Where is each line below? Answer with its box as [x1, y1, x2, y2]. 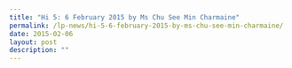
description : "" [9, 46, 69, 55]
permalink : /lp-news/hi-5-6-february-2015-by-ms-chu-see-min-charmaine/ [9, 21, 284, 30]
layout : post [9, 37, 58, 47]
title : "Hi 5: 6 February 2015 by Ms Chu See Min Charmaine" [9, 12, 241, 22]
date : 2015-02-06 [9, 29, 74, 38]
